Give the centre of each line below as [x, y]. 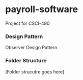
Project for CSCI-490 [27, 23]
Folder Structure [26, 61]
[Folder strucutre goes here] [35, 71]
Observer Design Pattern [31, 48]
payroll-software [41, 9]
